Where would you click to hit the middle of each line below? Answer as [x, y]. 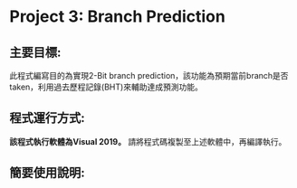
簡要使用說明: [48, 173]
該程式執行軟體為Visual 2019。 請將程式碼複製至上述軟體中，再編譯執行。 [148, 141]
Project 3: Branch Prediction [118, 17]
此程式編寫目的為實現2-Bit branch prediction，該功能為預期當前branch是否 [149, 75]
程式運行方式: [48, 118]
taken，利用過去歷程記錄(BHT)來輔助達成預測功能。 [106, 87]
